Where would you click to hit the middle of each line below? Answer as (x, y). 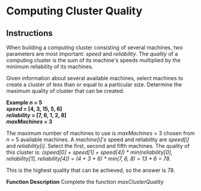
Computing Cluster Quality (74, 11)
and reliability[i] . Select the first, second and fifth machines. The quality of (98, 146)
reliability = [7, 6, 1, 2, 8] (37, 115)
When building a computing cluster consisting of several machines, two (94, 47)
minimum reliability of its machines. (50, 66)
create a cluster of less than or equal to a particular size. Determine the (94, 84)
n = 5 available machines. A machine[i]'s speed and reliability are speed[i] (97, 140)
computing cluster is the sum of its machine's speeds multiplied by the (94, 60)
